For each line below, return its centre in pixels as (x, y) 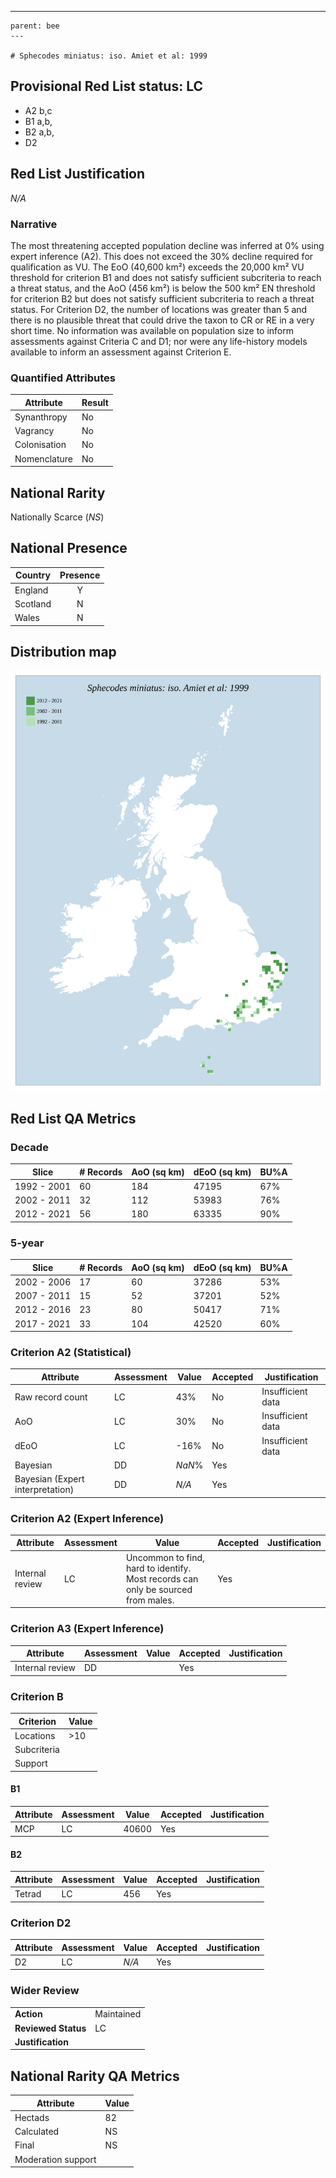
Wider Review (45, 1991)
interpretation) (44, 1490)
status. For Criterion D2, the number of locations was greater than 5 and (159, 309)
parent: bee (35, 26)
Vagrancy (34, 431)
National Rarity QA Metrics (95, 2076)
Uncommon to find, (165, 1557)
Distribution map (63, 651)
